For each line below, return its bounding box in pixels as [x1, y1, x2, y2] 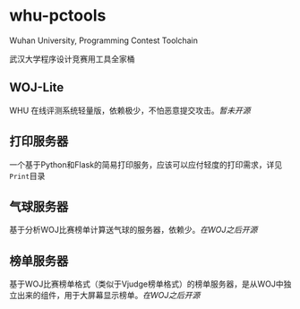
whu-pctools [9, 5, 107, 26]
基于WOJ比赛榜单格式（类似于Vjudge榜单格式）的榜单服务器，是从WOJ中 [9, 279, 284, 289]
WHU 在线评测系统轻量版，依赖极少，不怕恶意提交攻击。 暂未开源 [9, 105, 251, 116]
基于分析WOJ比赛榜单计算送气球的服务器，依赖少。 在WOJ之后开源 [9, 225, 258, 236]
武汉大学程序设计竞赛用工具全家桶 [9, 53, 135, 64]
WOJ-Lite [9, 80, 64, 95]
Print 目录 [9, 170, 46, 181]
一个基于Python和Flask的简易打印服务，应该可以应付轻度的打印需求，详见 [9, 159, 283, 170]
